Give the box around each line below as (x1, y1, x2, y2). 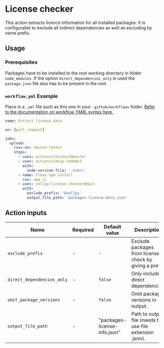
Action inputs (5, 209, 47, 217)
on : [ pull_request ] (5, 127, 45, 132)
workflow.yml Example (5, 93, 58, 99)
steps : (14, 150, 27, 155)
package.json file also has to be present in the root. (5, 80, 107, 86)
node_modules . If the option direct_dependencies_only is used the (5, 75, 135, 81)
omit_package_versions (7, 297, 60, 302)
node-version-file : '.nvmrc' (26, 168, 86, 173)
